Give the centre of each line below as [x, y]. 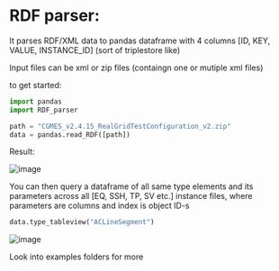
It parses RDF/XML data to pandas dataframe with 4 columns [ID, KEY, [140, 41]
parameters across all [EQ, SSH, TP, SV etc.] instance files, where [131, 196]
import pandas [36, 101]
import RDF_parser [44, 110]
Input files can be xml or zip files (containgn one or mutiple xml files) [136, 68]
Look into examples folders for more [76, 257]
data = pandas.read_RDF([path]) [70, 135]
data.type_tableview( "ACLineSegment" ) [82, 222]
